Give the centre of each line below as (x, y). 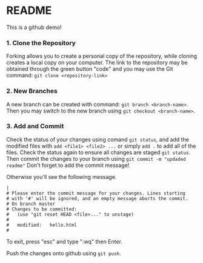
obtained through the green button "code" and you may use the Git (90, 69)
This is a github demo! (34, 27)
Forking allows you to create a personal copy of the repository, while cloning (102, 56)
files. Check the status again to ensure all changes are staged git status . (98, 152)
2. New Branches (32, 91)
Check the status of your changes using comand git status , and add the (98, 139)
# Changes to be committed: (42, 209)
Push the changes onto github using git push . (64, 253)
